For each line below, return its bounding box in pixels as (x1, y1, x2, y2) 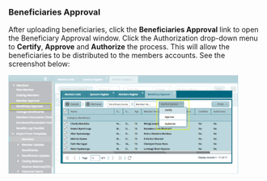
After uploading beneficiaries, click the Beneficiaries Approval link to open (8, 25, 259, 35)
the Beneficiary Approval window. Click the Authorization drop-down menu (8, 33, 259, 43)
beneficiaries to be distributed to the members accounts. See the (8, 51, 226, 61)
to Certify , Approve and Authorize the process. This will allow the (8, 42, 231, 52)
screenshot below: (8, 59, 70, 69)
